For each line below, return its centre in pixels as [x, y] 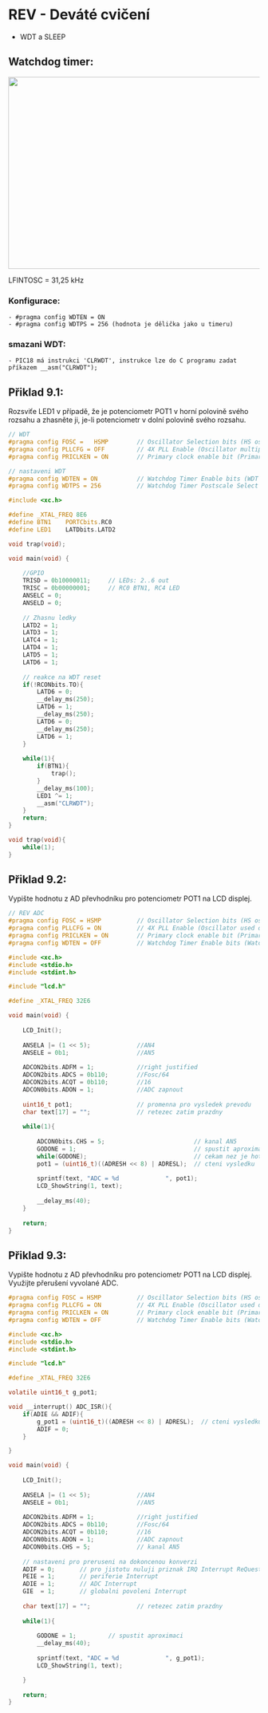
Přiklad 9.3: [37, 1255]
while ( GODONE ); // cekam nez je [142, 1156]
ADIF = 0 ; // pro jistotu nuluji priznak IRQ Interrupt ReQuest [142, 1569]
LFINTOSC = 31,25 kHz [46, 280]
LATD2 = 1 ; [41, 625]
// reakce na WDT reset [62, 677]
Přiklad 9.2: [37, 880]
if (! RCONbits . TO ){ [53, 685]
